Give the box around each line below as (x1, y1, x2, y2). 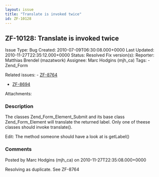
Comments (5, 146, 32, 153)
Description (5, 103, 34, 110)
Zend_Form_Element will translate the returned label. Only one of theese (5, 119, 150, 125)
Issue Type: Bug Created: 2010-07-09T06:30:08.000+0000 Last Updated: (5, 47, 155, 53)
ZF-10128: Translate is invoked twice (5, 34, 119, 42)
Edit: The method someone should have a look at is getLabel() (5, 134, 130, 140)
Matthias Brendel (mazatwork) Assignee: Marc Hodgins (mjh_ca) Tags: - (5, 57, 150, 63)
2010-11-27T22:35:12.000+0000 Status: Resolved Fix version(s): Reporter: (5, 52, 155, 58)
